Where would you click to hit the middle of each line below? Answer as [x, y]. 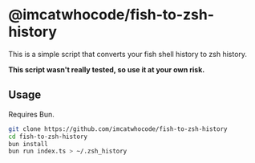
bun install [28, 144]
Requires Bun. [31, 114]
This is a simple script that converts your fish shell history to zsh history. [127, 54]
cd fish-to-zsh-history [48, 137]
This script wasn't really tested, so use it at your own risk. [107, 69]
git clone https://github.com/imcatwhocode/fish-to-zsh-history [118, 129]
